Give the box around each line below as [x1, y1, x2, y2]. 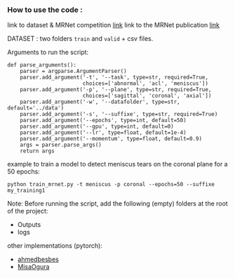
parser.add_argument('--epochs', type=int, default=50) [20, 117, 187, 124]
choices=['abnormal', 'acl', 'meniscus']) [82, 80, 209, 87]
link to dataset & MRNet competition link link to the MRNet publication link [7, 21, 220, 29]
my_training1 [7, 187, 46, 194]
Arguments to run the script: [7, 48, 89, 57]
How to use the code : [7, 5, 83, 15]
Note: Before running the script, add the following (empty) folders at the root [7, 199, 228, 208]
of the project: [7, 207, 48, 216]
